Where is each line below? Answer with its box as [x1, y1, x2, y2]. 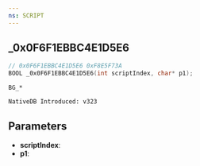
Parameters [8, 119, 67, 133]
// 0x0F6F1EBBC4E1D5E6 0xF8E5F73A [8, 62, 123, 70]
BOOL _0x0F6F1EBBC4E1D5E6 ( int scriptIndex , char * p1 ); [8, 69, 194, 78]
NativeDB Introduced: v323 [8, 98, 98, 106]
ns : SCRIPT [8, 11, 44, 20]
